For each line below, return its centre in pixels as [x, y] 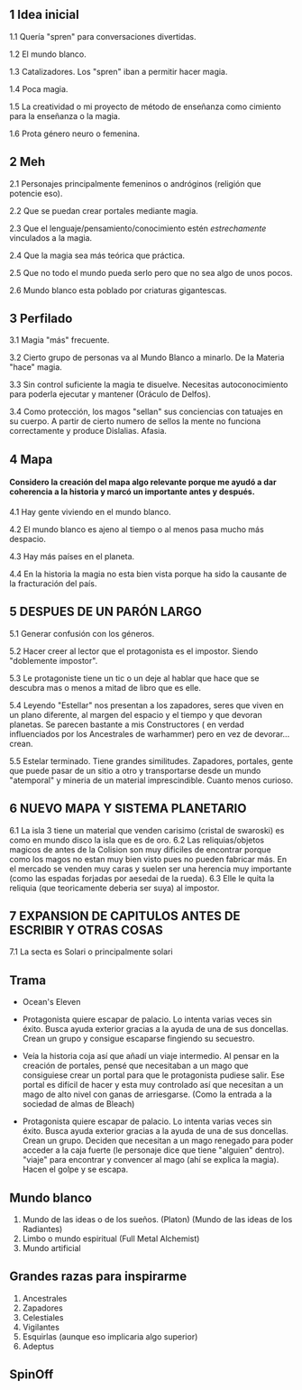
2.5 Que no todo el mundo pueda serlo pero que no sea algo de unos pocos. [151, 272]
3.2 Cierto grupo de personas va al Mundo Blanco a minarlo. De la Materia [147, 358]
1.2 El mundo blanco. [48, 54]
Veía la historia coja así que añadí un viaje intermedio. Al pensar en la [151, 1056]
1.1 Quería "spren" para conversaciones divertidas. [103, 36]
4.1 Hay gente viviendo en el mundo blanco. [90, 512]
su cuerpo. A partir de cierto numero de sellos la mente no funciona [135, 421]
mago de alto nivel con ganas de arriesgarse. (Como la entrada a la [147, 1094]
